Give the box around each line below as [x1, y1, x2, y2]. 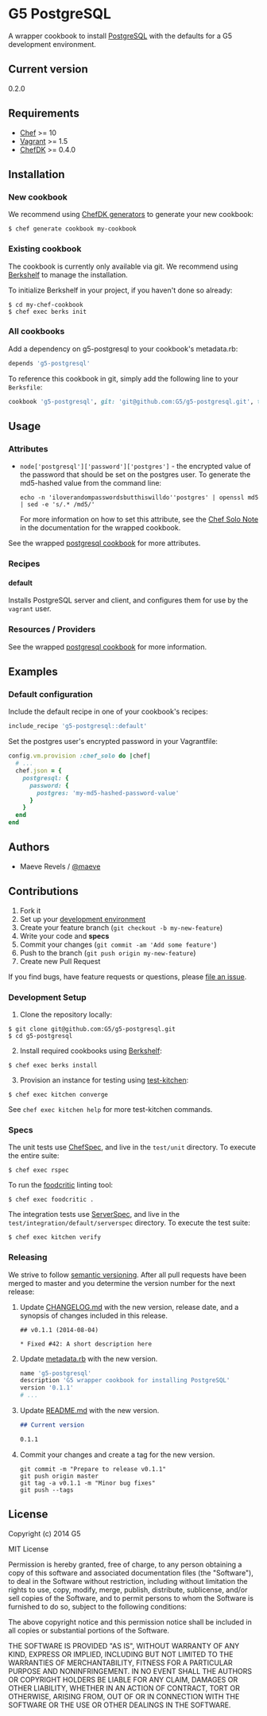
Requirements [8, 107, 79, 120]
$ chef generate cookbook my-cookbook [8, 225, 137, 233]
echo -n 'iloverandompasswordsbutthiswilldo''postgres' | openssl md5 [19, 494, 259, 502]
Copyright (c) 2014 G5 [8, 1528, 81, 1538]
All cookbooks [8, 326, 65, 337]
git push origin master [19, 1472, 99, 1480]
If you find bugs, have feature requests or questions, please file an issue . [8, 971, 247, 982]
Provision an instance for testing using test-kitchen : [19, 1075, 189, 1085]
